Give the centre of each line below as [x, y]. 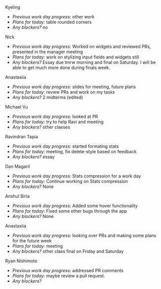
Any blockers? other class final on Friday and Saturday [68, 251]
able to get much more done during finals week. [61, 67]
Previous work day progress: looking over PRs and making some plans [84, 235]
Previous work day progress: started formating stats [65, 146]
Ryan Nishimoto [21, 261]
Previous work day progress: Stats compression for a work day [77, 176]
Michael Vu [17, 107]
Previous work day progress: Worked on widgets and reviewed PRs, [81, 46]
